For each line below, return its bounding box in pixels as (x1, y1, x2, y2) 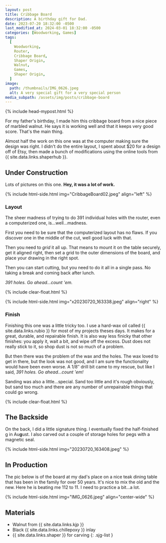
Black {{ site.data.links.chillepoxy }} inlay (12, 527, 96, 533)
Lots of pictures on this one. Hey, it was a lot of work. (5, 181, 115, 187)
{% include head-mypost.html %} (5, 109, 74, 115)
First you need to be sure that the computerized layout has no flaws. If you (5, 230, 157, 236)
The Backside (5, 413, 49, 422)
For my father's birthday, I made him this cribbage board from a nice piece (5, 118, 157, 124)
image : (5, 81, 19, 86)
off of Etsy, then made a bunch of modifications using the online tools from (5, 149, 158, 155)
